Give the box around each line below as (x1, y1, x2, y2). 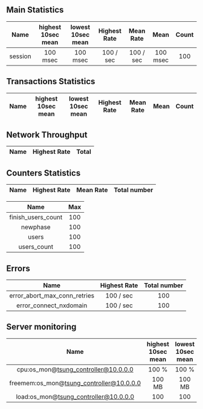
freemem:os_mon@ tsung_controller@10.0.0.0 (9, 379, 141, 387)
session (9, 52, 31, 60)
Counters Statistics (6, 168, 81, 178)
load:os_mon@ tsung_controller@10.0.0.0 (16, 392, 135, 401)
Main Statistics (6, 5, 64, 15)
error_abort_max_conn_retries (9, 291, 95, 300)
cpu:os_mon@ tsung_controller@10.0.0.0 (16, 365, 134, 373)
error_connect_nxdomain (16, 301, 88, 310)
